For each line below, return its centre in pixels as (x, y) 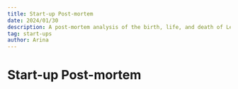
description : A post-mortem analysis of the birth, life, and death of (115, 27)
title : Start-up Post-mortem (50, 14)
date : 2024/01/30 (33, 20)
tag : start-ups (30, 34)
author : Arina (28, 40)
